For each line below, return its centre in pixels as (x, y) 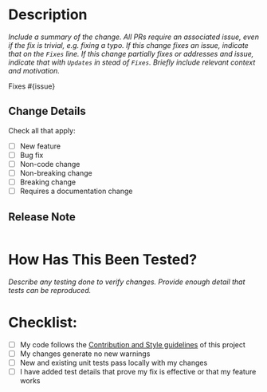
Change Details (47, 111)
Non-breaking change (56, 172)
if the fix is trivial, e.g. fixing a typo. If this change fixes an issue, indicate (128, 45)
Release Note (42, 217)
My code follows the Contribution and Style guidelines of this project (132, 344)
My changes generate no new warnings (85, 354)
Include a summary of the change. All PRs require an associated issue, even (133, 37)
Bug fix (31, 155)
